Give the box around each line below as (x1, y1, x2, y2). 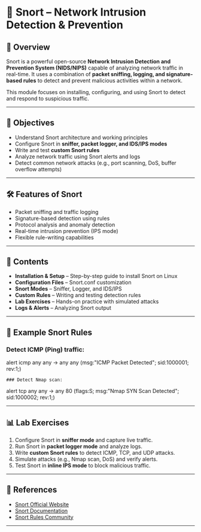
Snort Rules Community (14, 513, 74, 521)
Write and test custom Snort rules (14, 146, 100, 153)
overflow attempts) (14, 165, 62, 173)
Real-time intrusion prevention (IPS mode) (14, 227, 118, 234)
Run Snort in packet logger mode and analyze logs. (14, 443, 142, 450)
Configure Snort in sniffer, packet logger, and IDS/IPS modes (14, 140, 167, 147)
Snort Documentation (14, 507, 68, 514)
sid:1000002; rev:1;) (6, 394, 55, 401)
